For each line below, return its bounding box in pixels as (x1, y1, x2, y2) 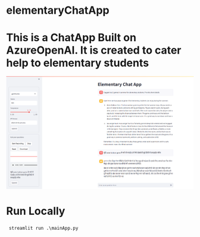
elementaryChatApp (6, 4, 110, 17)
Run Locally (6, 204, 65, 218)
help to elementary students (6, 56, 149, 70)
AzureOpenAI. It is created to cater (6, 44, 182, 57)
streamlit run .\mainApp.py (8, 225, 79, 232)
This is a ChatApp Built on (6, 31, 137, 45)
